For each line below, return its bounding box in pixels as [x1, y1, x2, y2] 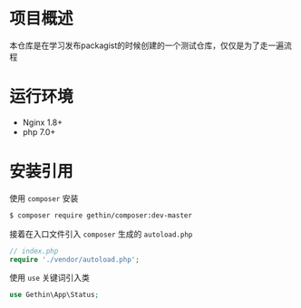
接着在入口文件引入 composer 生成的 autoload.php [9, 228, 193, 239]
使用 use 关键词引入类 [9, 273, 91, 284]
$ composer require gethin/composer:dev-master [9, 210, 193, 220]
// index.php [9, 246, 59, 255]
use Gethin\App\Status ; [9, 291, 100, 300]
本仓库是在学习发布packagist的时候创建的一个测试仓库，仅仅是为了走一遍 [9, 40, 285, 51]
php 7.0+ [22, 126, 56, 137]
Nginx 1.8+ [22, 117, 63, 128]
